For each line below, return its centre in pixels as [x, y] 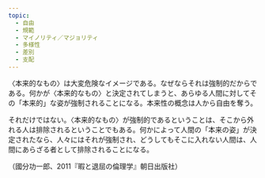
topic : [19, 15]
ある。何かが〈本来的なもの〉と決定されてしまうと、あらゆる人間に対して [129, 93]
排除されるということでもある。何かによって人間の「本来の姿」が [143, 129]
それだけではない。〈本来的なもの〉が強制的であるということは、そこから [128, 119]
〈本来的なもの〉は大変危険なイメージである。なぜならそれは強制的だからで [133, 83]
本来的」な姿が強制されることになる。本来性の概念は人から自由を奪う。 [140, 103]
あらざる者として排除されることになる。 [88, 149]
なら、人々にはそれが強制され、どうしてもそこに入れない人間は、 [143, 139]
